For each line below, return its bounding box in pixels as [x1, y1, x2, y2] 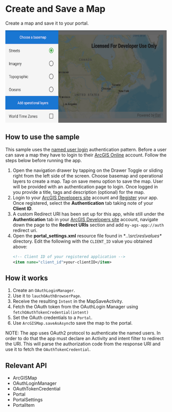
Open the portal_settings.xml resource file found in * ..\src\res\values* [12, 232, 162, 239]
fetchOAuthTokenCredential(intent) [12, 310, 89, 316]
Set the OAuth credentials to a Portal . [12, 315, 93, 321]
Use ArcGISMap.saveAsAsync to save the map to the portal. [12, 320, 133, 326]
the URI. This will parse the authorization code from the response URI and [5, 341, 161, 347]
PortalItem [12, 402, 35, 408]
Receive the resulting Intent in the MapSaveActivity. [12, 298, 123, 304]
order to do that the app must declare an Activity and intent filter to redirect [5, 336, 164, 342]
